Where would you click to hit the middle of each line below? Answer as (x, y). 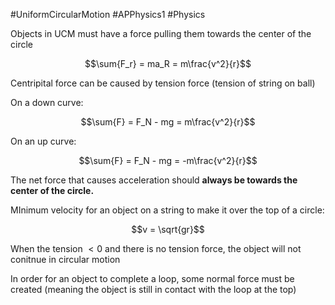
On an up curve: (43, 141)
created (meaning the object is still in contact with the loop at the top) (153, 289)
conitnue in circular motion (65, 259)
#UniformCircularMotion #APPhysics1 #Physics (108, 14)
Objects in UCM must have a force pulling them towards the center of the (161, 33)
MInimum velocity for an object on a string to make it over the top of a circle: (167, 210)
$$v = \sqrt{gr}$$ (168, 229)
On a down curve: (47, 102)
